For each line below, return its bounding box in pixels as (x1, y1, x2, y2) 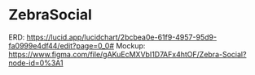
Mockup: (115, 40, 146, 50)
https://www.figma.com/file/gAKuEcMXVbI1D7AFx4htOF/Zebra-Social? (8, 49, 247, 59)
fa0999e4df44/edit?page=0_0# (8, 40, 115, 50)
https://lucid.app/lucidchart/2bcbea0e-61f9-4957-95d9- (26, 32, 218, 42)
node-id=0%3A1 (8, 58, 64, 68)
